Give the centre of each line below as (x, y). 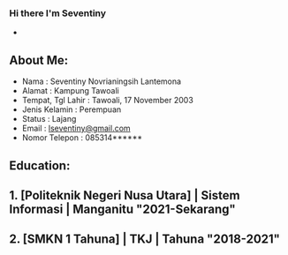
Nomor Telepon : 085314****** (82, 138)
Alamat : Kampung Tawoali (70, 91)
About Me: (39, 60)
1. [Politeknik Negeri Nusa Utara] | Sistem (125, 195)
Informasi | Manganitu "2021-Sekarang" (122, 209)
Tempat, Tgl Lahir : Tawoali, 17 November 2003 (108, 101)
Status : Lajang (49, 119)
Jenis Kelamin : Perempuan (72, 109)
